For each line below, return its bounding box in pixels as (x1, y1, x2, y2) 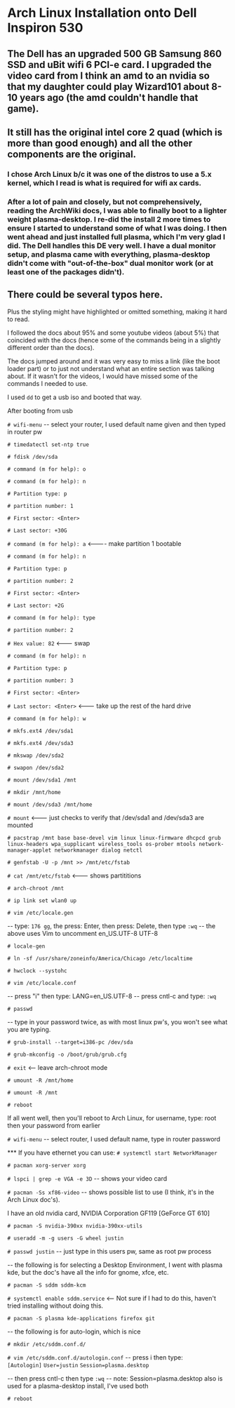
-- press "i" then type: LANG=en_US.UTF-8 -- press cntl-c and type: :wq (7, 991, 217, 1000)
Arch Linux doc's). (7, 1195, 60, 1204)
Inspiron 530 (7, 20, 83, 36)
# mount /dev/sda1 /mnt (7, 777, 77, 784)
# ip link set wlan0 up (7, 897, 77, 904)
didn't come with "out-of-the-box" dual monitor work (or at (7, 258, 214, 268)
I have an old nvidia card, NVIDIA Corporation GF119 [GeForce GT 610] (7, 1209, 210, 1217)
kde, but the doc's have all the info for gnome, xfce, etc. (7, 1268, 170, 1276)
